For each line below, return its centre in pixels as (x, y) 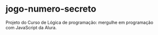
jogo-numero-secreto (51, 9)
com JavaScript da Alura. (31, 27)
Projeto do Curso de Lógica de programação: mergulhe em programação (79, 22)
